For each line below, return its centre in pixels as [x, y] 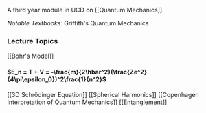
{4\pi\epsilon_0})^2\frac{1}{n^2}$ [57, 79]
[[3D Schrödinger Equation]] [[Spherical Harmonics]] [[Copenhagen [103, 94]
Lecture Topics [33, 41]
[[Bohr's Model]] [31, 56]
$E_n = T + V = [28, 72]
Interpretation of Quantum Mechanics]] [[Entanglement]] [87, 102]
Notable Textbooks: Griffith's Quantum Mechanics [78, 23]
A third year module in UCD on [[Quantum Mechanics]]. [85, 10]
